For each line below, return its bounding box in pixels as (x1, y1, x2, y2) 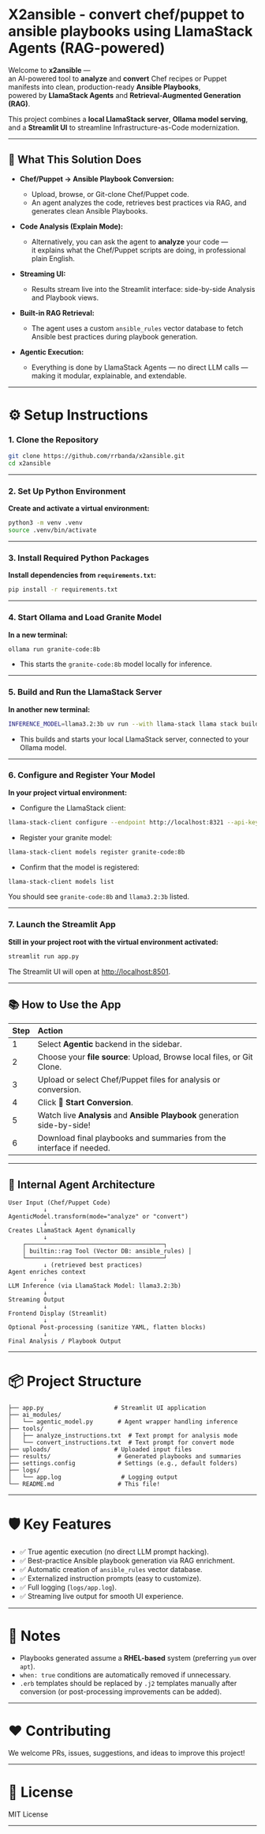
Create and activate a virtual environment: (8, 504, 150, 513)
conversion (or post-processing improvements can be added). (19, 1687, 222, 1696)
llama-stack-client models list (8, 877, 114, 885)
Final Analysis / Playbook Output (8, 1337, 122, 1346)
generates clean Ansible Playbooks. (31, 206, 148, 215)
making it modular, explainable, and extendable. (31, 370, 187, 381)
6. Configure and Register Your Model (8, 770, 155, 781)
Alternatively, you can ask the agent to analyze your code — (31, 237, 229, 246)
